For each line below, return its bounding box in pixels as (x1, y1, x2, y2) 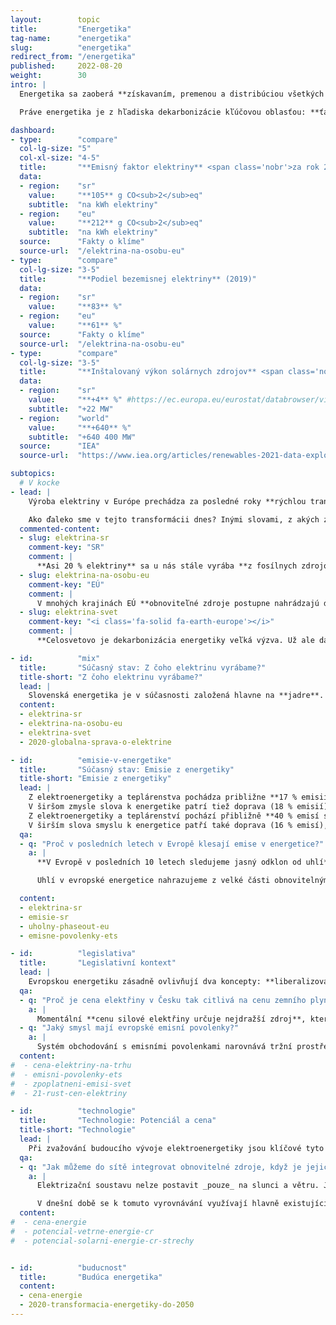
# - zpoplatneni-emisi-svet (10, 1079, 132, 1089)
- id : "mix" (10, 653, 101, 663)
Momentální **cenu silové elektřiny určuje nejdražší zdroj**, (36, 1014, 307, 1024)
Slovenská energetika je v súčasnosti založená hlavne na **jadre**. (28, 691, 325, 701)
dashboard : (10, 125, 56, 135)
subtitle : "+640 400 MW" (28, 432, 137, 442)
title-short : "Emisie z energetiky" (19, 774, 172, 784)
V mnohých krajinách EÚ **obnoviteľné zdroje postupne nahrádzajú (36, 598, 320, 608)
